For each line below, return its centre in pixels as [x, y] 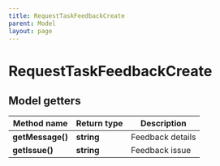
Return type [99, 124]
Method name [40, 124]
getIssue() [33, 151]
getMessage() [41, 137]
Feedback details [164, 137]
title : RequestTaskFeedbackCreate [67, 16]
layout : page [30, 31]
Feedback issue [161, 151]
